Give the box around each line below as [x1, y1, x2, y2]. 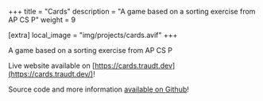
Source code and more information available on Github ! [8, 84, 189, 94]
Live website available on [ [8, 61, 95, 70]
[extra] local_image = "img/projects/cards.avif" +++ [8, 31, 178, 39]
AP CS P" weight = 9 [8, 15, 76, 24]
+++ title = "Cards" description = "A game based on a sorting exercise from [8, 7, 256, 16]
